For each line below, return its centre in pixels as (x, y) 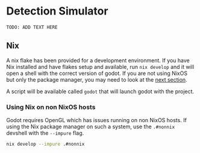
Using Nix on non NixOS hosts (51, 107)
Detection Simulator (57, 11)
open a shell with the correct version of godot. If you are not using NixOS (97, 73)
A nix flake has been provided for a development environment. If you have (98, 60)
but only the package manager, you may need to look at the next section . (97, 79)
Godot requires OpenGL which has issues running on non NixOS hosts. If (96, 120)
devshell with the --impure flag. (45, 133)
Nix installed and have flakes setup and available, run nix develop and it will (100, 67)
